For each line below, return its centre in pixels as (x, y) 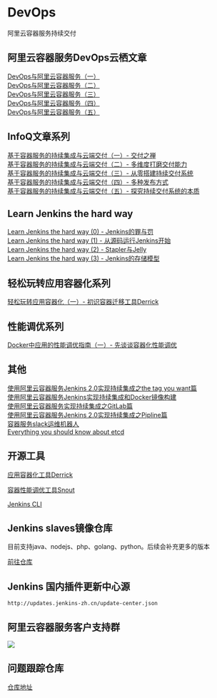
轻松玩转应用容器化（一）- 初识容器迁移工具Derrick (83, 302)
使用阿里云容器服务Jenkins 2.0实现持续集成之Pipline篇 (87, 415)
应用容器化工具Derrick (40, 475)
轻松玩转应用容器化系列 (59, 283)
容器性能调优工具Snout (41, 490)
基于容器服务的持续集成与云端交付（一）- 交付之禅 (82, 155)
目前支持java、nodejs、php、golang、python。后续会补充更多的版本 (109, 547)
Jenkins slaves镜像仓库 (60, 528)
